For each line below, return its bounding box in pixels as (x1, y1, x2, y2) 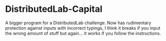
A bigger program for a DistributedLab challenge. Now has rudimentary (5, 20, 152, 26)
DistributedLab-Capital (5, 3, 103, 15)
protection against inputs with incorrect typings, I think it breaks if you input (5, 25, 161, 31)
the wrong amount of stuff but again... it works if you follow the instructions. (5, 30, 161, 36)
